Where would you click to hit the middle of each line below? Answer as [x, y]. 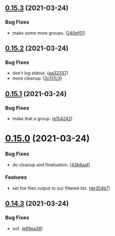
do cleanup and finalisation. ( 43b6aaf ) [51, 165]
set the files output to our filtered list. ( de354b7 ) [61, 188]
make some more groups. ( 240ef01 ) [49, 33]
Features [16, 177]
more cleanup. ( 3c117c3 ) [37, 78]
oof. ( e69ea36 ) [28, 228]
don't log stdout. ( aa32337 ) [40, 73]
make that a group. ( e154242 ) [42, 119]
